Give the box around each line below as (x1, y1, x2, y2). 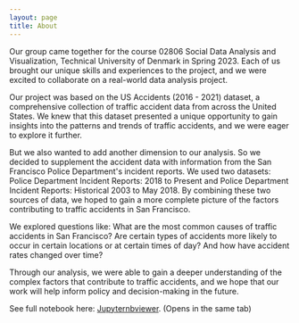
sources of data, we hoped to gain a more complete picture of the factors (9, 194, 279, 205)
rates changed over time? (9, 249, 104, 260)
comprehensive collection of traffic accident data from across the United (9, 101, 277, 112)
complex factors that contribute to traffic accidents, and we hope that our (9, 276, 279, 286)
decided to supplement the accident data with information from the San (9, 156, 272, 167)
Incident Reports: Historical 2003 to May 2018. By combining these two (9, 185, 271, 195)
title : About (9, 21, 58, 30)
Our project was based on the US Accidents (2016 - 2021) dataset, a (9, 91, 261, 103)
